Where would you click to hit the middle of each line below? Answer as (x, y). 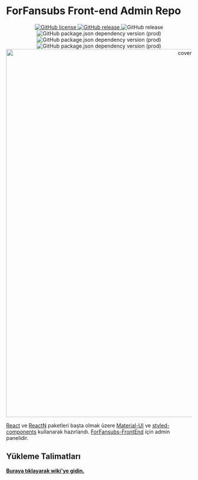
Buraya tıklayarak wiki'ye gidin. (45, 471)
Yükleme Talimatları (43, 457)
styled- (161, 425)
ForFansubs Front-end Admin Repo (94, 11)
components (22, 432)
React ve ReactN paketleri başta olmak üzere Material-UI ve (79, 425)
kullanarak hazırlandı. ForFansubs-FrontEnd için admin (104, 432)
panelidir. (17, 438)
